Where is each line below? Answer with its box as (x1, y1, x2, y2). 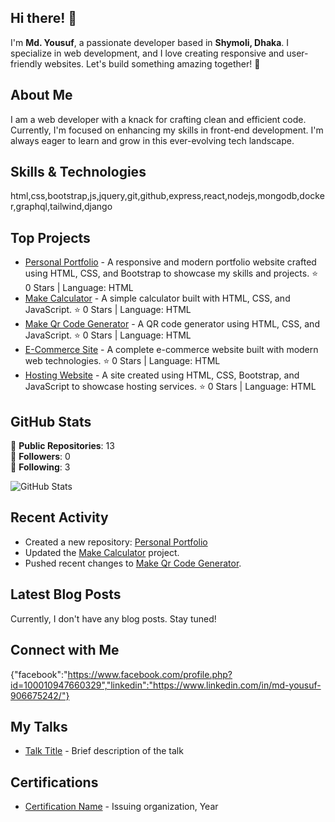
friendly (10, 57, 43, 70)
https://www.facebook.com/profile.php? (67, 668, 233, 680)
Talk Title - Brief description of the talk (24, 745, 184, 757)
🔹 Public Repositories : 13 (10, 440, 115, 452)
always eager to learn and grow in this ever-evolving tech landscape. (10, 134, 295, 146)
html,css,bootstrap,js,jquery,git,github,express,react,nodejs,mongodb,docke (10, 190, 325, 202)
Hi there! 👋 (10, 10, 78, 27)
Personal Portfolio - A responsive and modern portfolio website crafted (24, 256, 317, 268)
